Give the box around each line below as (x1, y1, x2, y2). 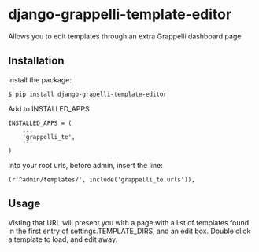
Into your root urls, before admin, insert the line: (8, 160, 163, 170)
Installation (8, 54, 65, 68)
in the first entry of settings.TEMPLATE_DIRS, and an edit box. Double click (8, 226, 251, 236)
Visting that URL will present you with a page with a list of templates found (8, 217, 250, 227)
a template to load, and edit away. (8, 234, 118, 244)
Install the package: (8, 75, 72, 84)
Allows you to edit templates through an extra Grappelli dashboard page (8, 31, 242, 41)
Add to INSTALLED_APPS (8, 104, 90, 113)
